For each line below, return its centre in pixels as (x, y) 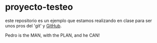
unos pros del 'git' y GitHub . (33, 25)
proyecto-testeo (39, 7)
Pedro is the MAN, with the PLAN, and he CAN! (52, 35)
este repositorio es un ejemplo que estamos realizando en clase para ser (78, 21)
